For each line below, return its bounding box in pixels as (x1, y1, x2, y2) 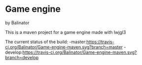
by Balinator (5, 20, 30, 26)
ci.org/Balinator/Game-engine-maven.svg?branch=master (5, 44, 123, 50)
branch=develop (5, 54, 39, 60)
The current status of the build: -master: (5, 38, 87, 45)
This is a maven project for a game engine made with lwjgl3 (5, 29, 126, 35)
